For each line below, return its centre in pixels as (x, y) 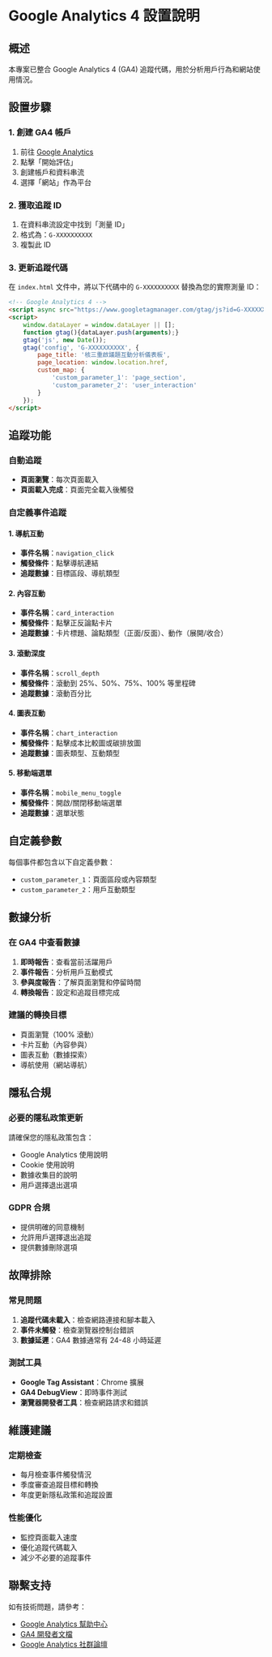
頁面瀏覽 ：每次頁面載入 (59, 479)
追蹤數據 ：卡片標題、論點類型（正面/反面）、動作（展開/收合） (124, 633)
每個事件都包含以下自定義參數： (62, 862)
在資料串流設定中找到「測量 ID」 (74, 224)
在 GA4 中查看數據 (44, 942)
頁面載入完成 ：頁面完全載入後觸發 (77, 490)
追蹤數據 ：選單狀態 (52, 813)
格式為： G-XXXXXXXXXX (56, 234)
